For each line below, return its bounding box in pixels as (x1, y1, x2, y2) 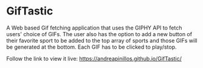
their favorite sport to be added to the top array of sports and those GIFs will (6, 37, 198, 44)
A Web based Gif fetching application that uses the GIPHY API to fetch (6, 24, 182, 31)
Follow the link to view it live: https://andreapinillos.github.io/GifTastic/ (6, 55, 182, 62)
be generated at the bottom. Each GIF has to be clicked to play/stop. (6, 43, 177, 51)
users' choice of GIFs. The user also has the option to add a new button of (6, 30, 193, 37)
